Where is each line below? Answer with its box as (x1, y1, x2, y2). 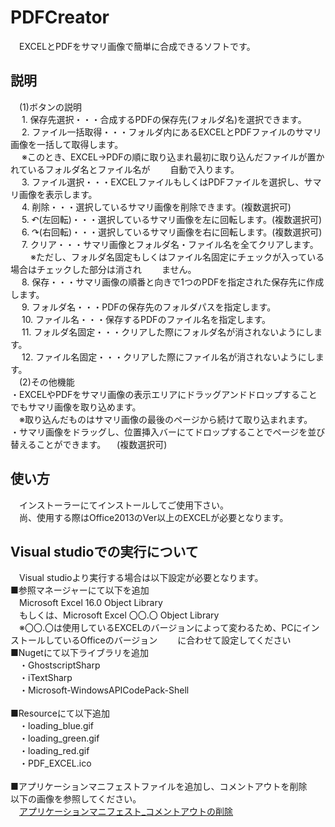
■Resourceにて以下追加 (10, 707, 111, 720)
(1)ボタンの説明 (18, 101, 82, 113)
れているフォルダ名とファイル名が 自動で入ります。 (10, 163, 240, 175)
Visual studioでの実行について (10, 543, 199, 560)
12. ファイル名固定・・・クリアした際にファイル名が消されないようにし (21, 351, 316, 363)
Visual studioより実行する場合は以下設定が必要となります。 (18, 572, 264, 584)
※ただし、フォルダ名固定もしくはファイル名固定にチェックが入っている (29, 251, 325, 263)
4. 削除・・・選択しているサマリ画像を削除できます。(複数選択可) (21, 201, 292, 213)
